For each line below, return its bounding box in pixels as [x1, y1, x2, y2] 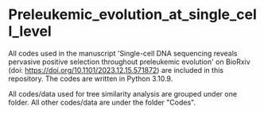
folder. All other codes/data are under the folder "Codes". [8, 97, 196, 107]
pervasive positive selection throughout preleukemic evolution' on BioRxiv [8, 57, 250, 66]
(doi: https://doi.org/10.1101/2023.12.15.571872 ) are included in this [8, 65, 224, 74]
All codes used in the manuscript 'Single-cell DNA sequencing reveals [8, 48, 238, 58]
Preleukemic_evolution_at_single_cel [8, 6, 257, 24]
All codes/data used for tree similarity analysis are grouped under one [8, 89, 237, 98]
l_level [8, 22, 52, 40]
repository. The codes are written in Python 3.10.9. [8, 74, 173, 83]
